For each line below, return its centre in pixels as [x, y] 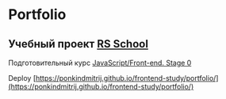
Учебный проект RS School [79, 44]
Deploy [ [22, 78]
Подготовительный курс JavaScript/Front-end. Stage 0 [100, 63]
